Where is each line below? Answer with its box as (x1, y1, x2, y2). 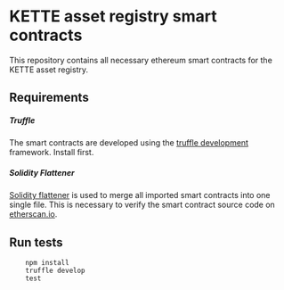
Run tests (9, 235, 63, 250)
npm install (25, 259, 69, 268)
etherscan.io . (9, 209, 58, 220)
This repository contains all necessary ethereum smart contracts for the (9, 54, 273, 65)
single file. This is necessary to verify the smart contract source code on (9, 199, 276, 211)
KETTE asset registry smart (9, 6, 217, 27)
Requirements (9, 90, 89, 105)
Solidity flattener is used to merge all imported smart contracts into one (9, 190, 271, 201)
